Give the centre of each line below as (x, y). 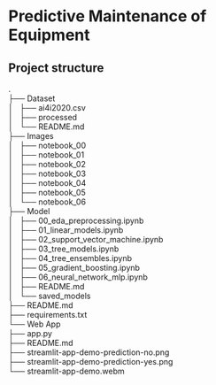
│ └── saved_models (50, 296)
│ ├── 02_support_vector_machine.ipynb (86, 239)
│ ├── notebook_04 (47, 183)
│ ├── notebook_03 (47, 173)
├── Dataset (32, 98)
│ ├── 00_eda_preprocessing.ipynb (76, 220)
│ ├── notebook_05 (47, 192)
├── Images (31, 136)
